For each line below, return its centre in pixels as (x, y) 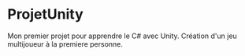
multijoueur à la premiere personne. (65, 44)
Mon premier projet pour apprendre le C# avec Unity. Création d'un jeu (122, 36)
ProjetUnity (45, 14)
